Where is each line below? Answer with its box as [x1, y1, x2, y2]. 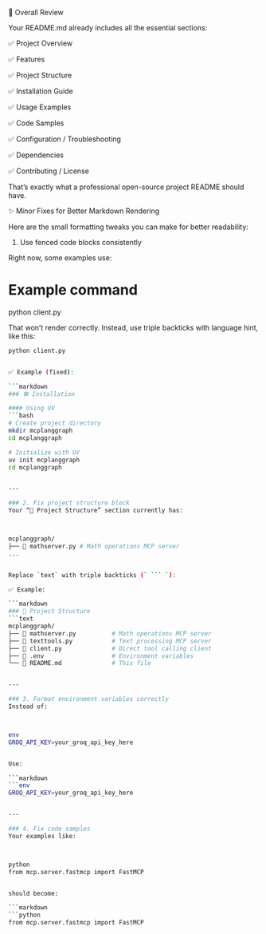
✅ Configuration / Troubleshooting [8, 134, 122, 144]
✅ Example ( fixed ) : [8, 368, 74, 376]
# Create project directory [8, 419, 102, 427]
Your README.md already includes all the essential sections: [8, 23, 208, 32]
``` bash [8, 412, 34, 420]
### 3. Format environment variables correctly [8, 695, 170, 703]
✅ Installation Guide [8, 86, 73, 96]
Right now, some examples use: [8, 253, 112, 263]
